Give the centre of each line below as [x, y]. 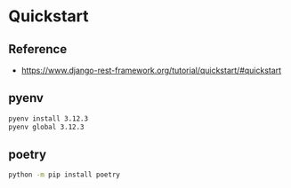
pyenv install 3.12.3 [48, 118]
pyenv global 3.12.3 [47, 127]
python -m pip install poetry [65, 175]
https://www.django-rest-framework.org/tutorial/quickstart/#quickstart [151, 70]
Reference [38, 49]
